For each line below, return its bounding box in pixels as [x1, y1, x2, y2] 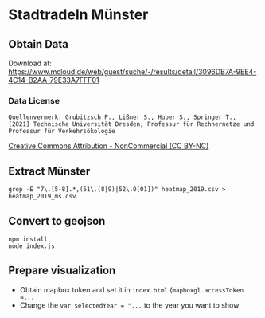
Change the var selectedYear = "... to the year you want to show [19, 300, 240, 310]
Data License [8, 95, 60, 106]
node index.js [8, 241, 56, 250]
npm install [8, 235, 48, 243]
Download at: [8, 58, 52, 68]
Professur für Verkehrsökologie [8, 128, 115, 135]
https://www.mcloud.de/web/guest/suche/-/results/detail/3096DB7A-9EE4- [8, 67, 257, 77]
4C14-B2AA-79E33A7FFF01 [8, 76, 99, 84]
